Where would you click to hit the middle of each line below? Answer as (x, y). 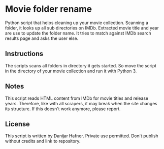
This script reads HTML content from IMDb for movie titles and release (77, 98)
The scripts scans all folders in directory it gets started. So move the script (81, 65)
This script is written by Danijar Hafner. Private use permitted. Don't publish (82, 136)
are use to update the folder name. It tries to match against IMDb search (78, 33)
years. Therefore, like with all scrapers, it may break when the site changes (81, 103)
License (17, 124)
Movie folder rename (49, 9)
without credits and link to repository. (43, 141)
